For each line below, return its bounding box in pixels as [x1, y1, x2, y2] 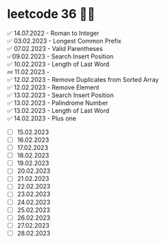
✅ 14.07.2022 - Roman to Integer [7, 29, 99, 37]
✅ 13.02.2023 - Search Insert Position [7, 91, 115, 99]
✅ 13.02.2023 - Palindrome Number [7, 98, 108, 107]
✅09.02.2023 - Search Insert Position [7, 52, 114, 61]
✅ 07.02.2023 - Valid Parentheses [7, 44, 103, 52]
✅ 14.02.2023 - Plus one [7, 114, 77, 123]
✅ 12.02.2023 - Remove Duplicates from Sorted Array [7, 75, 159, 83]
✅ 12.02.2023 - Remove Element [7, 83, 99, 92]
